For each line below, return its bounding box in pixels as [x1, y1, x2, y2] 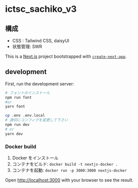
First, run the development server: [5, 80, 74, 87]
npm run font [5, 95, 32, 100]
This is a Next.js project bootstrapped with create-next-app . [5, 53, 127, 59]
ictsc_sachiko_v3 [5, 3, 77, 15]
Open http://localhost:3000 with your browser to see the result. [5, 177, 134, 183]
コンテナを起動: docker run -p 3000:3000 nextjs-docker [12, 167, 127, 173]
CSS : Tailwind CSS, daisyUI [12, 38, 69, 43]
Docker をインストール [12, 154, 59, 161]
